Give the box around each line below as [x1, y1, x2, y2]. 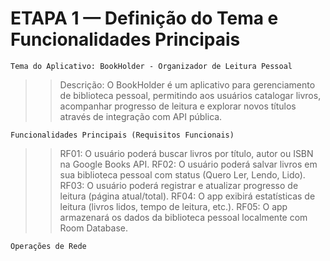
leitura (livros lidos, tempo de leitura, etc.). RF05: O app [59, 200, 288, 212]
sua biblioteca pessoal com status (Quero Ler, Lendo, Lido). [59, 168, 306, 181]
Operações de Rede [10, 241, 87, 251]
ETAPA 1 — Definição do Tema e [10, 7, 279, 30]
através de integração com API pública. [59, 110, 223, 122]
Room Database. [59, 222, 129, 234]
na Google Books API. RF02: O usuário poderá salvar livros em [59, 158, 318, 170]
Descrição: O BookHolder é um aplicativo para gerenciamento [59, 78, 316, 91]
